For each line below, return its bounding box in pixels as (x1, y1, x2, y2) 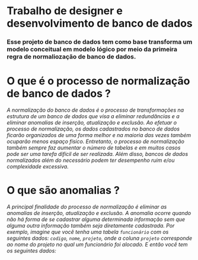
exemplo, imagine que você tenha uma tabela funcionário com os (7, 228, 169, 235)
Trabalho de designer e (7, 4, 123, 18)
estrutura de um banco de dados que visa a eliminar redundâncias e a (7, 113, 180, 120)
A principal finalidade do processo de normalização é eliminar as (7, 203, 167, 210)
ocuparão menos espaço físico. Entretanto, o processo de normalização (7, 138, 184, 145)
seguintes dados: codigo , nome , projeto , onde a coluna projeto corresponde (7, 235, 192, 242)
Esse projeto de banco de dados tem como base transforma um (7, 38, 193, 46)
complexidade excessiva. (7, 163, 69, 170)
